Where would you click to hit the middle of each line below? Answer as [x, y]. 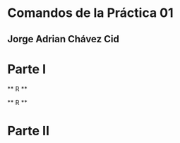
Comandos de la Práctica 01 [91, 13]
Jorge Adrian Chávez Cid [64, 39]
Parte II [29, 131]
